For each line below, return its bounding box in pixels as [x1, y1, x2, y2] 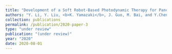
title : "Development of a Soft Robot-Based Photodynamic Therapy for [5, 7, 157, 13]
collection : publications [5, 17, 60, 22]
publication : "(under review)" [5, 31, 72, 37]
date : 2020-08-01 [5, 41, 42, 46]
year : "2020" [5, 37, 33, 42]
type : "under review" [5, 27, 52, 32]
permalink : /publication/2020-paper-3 [5, 22, 88, 27]
